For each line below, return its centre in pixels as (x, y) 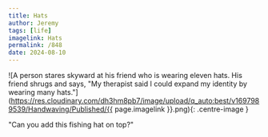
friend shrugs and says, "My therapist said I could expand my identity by (128, 84)
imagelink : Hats (35, 38)
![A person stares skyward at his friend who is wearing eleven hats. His (125, 75)
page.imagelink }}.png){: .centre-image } (182, 109)
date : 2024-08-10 (37, 53)
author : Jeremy (34, 23)
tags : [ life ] (30, 30)
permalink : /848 (35, 45)
